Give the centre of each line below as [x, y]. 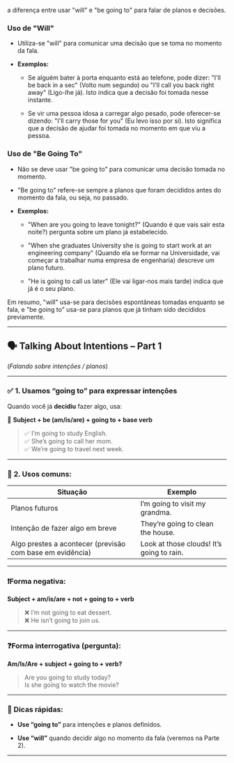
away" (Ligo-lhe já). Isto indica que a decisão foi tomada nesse [118, 93]
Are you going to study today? [68, 677]
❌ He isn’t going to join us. [62, 621]
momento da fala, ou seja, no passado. [73, 197]
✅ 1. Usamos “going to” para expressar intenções [92, 391]
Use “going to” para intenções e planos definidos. [89, 724]
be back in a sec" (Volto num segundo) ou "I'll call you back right [121, 85]
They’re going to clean [177, 524]
